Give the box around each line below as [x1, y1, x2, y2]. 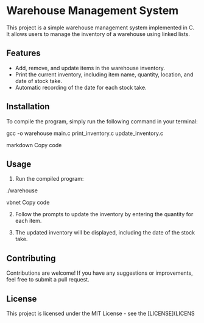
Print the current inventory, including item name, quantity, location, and [15, 71, 194, 78]
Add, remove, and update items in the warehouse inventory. [15, 64, 166, 71]
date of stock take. [15, 77, 63, 84]
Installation [6, 101, 50, 112]
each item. [15, 217, 42, 225]
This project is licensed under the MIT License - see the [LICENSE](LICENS [6, 310, 195, 317]
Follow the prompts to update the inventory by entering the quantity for [15, 211, 194, 218]
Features [6, 48, 41, 59]
